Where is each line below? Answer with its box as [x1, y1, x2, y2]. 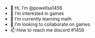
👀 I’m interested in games [10, 10, 64, 16]
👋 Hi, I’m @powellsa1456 [10, 5, 63, 11]
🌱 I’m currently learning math [10, 16, 72, 22]
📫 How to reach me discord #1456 [10, 27, 85, 33]
